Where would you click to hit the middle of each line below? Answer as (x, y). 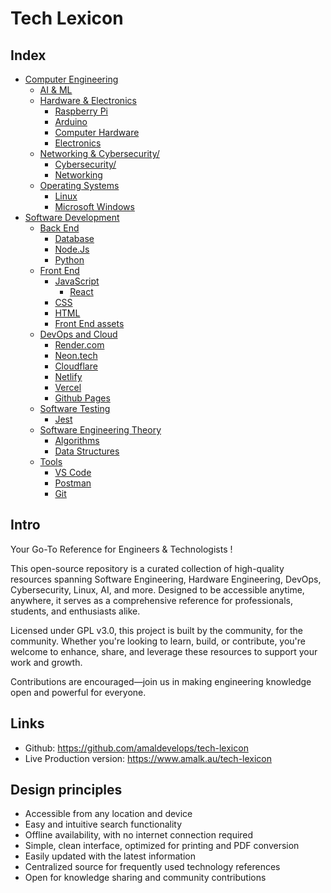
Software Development (72, 217)
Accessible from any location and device (108, 814)
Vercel (68, 387)
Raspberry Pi (81, 111)
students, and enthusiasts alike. (75, 611)
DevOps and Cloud (78, 334)
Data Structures (87, 451)
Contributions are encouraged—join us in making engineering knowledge (161, 681)
